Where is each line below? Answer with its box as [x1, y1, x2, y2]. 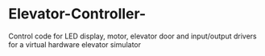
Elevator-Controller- [8, 5, 147, 23]
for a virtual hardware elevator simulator [8, 39, 142, 49]
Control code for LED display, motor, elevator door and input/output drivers [8, 31, 258, 41]
